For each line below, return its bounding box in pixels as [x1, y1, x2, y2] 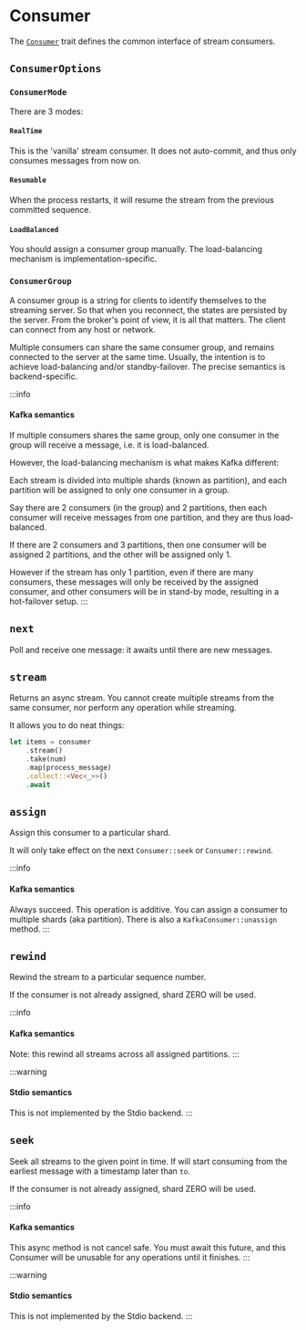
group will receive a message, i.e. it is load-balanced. [9, 439, 209, 450]
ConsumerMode [9, 88, 67, 98]
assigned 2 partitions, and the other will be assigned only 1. [9, 549, 232, 560]
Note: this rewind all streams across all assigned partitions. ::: [9, 1048, 240, 1060]
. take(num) [25, 755, 67, 764]
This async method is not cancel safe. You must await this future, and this [9, 1241, 287, 1252]
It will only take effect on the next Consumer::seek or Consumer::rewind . [9, 845, 273, 856]
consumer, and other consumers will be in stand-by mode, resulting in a [9, 586, 280, 596]
